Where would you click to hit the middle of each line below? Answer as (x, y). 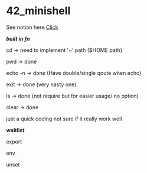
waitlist (15, 130)
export (14, 141)
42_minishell (38, 11)
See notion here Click (32, 27)
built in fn (18, 38)
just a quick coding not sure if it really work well (64, 119)
